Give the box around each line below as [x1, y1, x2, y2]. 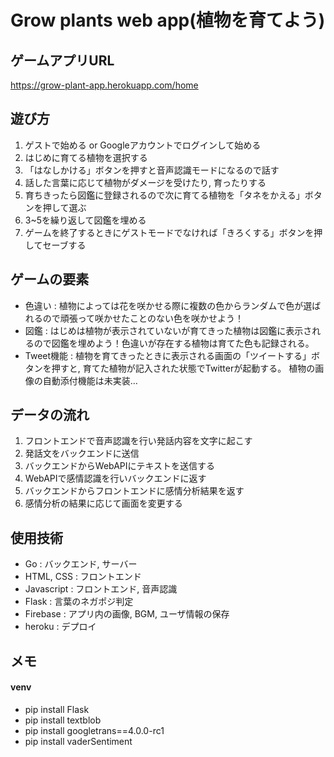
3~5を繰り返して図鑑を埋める [24, 214, 147, 226]
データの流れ [10, 407, 90, 424]
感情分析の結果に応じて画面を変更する [24, 497, 183, 510]
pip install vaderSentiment [24, 735, 133, 747]
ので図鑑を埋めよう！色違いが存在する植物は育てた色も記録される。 [33, 337, 315, 349]
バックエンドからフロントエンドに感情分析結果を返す [24, 485, 245, 497]
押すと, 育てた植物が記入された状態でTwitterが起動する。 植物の [51, 362, 316, 374]
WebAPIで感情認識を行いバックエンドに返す [24, 472, 207, 485]
